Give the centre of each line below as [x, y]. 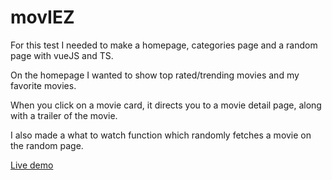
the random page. [47, 145]
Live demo [32, 165]
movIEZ [42, 17]
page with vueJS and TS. [62, 55]
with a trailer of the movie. [64, 115]
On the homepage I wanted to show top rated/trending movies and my [155, 75]
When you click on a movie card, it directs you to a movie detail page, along [166, 105]
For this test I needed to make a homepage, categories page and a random [164, 45]
